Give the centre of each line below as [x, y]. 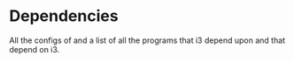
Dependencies [64, 16]
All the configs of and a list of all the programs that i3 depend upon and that [147, 40]
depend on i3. [35, 49]
